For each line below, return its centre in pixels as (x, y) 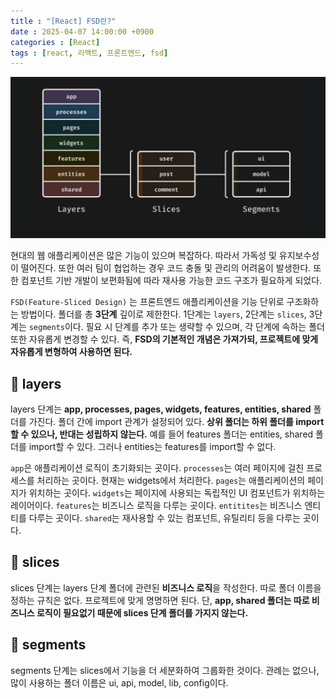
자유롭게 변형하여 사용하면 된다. (71, 352)
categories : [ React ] (55, 42)
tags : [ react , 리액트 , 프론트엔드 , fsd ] (89, 53)
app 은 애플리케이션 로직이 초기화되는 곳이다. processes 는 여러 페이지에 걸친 (157, 467)
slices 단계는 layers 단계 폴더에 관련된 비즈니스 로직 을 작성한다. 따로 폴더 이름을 (166, 587)
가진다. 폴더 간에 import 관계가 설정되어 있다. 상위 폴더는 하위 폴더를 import (176, 421)
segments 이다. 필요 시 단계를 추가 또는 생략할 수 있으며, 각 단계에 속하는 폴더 (176, 327)
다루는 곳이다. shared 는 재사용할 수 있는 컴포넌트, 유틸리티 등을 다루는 (164, 517)
